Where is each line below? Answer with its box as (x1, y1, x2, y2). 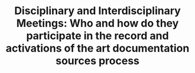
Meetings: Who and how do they (16, 16, 179, 30)
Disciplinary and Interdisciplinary (14, 4, 181, 18)
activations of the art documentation (5, 42, 190, 55)
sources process (55, 54, 140, 68)
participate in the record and (26, 29, 169, 42)
